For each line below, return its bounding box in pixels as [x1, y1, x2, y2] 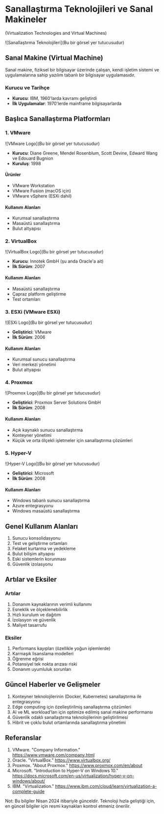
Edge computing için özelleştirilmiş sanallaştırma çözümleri [12, 704, 131, 710]
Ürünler [5, 172, 21, 177]
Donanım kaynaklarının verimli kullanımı [12, 601, 92, 607]
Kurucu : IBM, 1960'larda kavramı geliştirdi [12, 96, 97, 101]
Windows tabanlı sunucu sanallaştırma [12, 497, 90, 503]
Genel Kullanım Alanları [5, 522, 78, 530]
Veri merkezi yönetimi [12, 362, 56, 368]
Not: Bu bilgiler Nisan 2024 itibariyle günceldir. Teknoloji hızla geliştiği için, [5, 798, 155, 804]
